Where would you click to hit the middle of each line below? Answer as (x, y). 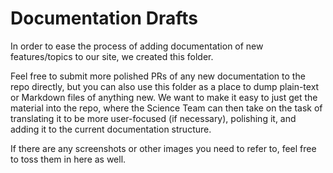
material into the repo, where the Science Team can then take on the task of (166, 108)
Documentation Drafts (104, 18)
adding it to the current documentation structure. (111, 129)
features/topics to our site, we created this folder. (112, 56)
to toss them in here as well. (68, 159)
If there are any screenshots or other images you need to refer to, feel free (163, 148)
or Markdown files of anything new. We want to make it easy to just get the (164, 97)
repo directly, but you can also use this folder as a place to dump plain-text (165, 86)
